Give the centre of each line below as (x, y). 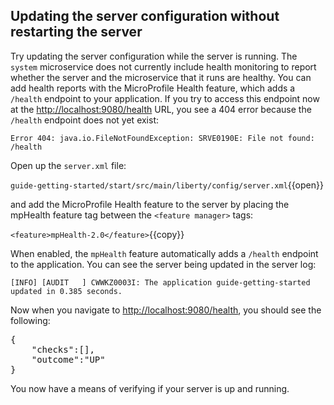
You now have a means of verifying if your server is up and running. (150, 388)
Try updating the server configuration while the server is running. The (154, 56)
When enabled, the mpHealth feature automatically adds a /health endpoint (164, 253)
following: (30, 320)
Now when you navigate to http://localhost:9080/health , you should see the (166, 310)
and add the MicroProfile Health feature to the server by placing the (150, 204)
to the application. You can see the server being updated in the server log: (163, 264)
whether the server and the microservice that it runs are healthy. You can (161, 77)
